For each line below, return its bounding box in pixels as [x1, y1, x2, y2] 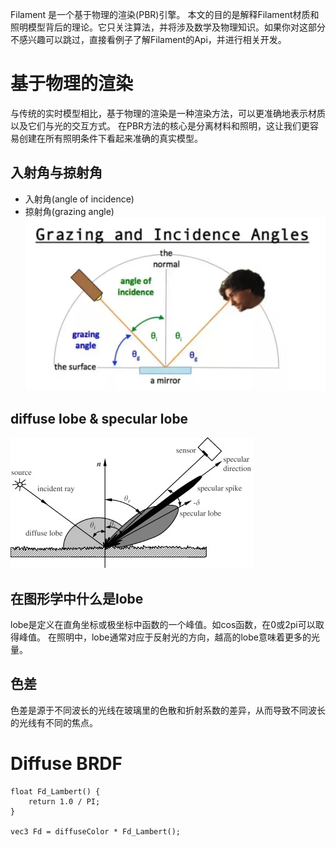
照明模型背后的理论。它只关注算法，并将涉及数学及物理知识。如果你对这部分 [10, 21, 326, 33]
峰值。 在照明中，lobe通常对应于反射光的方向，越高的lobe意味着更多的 [18, 631, 312, 643]
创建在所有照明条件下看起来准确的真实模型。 [18, 132, 203, 144]
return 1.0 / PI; [28, 796, 101, 807]
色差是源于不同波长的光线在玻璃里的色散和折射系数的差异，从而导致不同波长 [10, 704, 326, 716]
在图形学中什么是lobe [10, 590, 144, 607]
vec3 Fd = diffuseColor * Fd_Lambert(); [10, 826, 182, 837]
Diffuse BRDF [10, 752, 123, 775]
